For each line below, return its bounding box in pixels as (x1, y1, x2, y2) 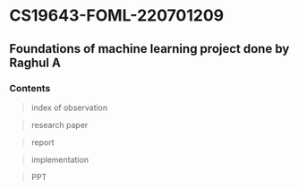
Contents (9, 82, 51, 94)
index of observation (30, 102, 108, 113)
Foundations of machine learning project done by (9, 41, 290, 56)
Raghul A (9, 55, 61, 70)
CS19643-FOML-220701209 (9, 5, 225, 26)
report (30, 136, 55, 148)
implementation (30, 154, 89, 165)
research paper (30, 119, 89, 130)
